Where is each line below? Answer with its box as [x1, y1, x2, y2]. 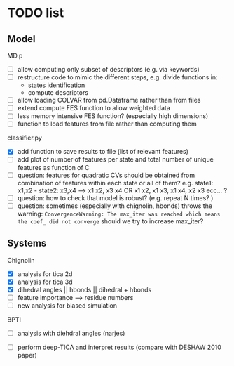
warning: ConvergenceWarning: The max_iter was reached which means [17, 209, 221, 218]
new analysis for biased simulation [17, 301, 118, 310]
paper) [17, 351, 37, 359]
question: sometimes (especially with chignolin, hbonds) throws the [17, 202, 212, 210]
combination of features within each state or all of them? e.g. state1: [17, 178, 214, 187]
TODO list [7, 5, 64, 21]
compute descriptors [27, 89, 89, 97]
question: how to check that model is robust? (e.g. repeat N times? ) [17, 193, 214, 202]
